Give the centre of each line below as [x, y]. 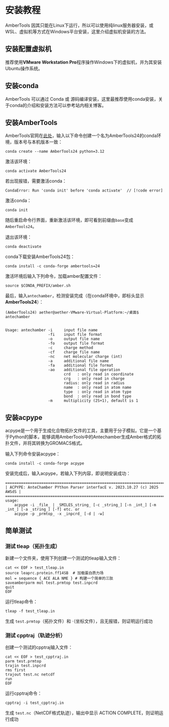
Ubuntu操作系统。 [24, 68]
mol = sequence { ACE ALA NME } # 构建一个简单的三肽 [59, 578]
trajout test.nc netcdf [30, 675]
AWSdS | [13, 492]
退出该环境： [18, 237]
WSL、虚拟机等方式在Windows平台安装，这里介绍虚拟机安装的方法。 [77, 31]
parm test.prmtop [23, 661]
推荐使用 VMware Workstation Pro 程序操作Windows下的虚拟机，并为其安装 [83, 62]
